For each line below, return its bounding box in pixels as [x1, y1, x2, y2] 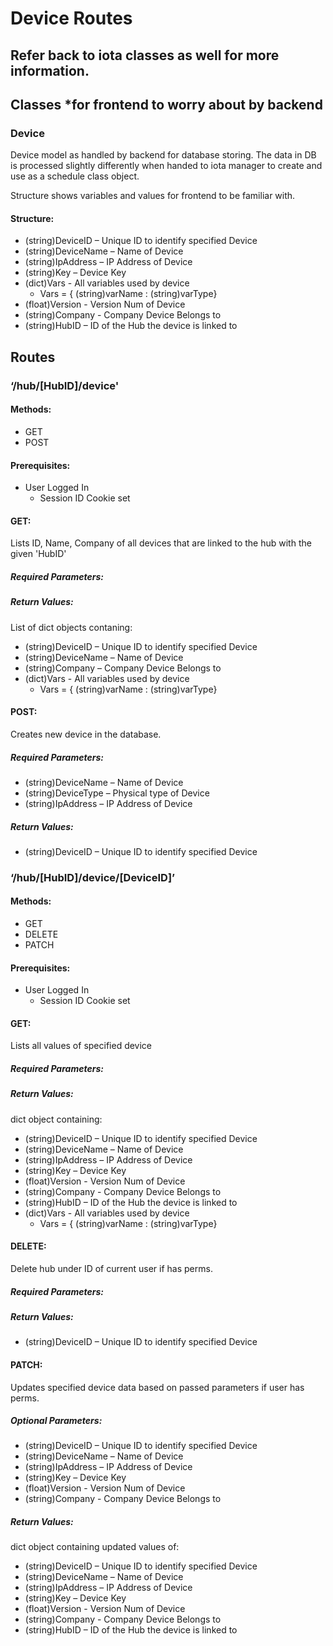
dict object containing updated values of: [10, 1541, 180, 1553]
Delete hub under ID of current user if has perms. [10, 1262, 213, 1274]
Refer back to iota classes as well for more [10, 47, 280, 64]
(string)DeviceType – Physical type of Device [24, 787, 210, 799]
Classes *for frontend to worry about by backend [10, 96, 323, 113]
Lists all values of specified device [10, 1040, 153, 1052]
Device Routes [10, 7, 133, 30]
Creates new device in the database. [10, 728, 162, 740]
